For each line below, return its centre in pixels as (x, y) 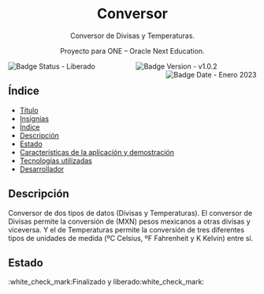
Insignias (34, 119)
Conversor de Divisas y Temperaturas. (132, 36)
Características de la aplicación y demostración (97, 152)
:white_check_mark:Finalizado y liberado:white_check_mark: (106, 282)
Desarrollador (42, 169)
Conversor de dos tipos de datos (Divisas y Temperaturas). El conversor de (130, 213)
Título (29, 110)
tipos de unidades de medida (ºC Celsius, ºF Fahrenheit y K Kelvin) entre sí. (131, 238)
